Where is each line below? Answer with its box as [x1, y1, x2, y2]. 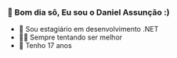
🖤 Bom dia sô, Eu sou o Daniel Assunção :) [7, 7, 170, 18]
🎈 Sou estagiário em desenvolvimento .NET [18, 25, 159, 34]
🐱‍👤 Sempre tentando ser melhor [18, 32, 123, 42]
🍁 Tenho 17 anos [18, 41, 72, 50]
